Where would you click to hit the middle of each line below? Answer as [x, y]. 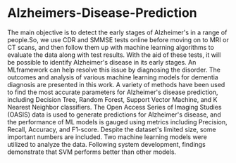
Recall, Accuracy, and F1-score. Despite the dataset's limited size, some [112, 129]
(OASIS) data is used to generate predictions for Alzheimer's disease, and [114, 115]
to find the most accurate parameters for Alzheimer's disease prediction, [113, 92]
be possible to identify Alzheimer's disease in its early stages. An [102, 62]
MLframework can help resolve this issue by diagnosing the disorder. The [114, 70]
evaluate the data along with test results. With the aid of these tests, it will [114, 55]
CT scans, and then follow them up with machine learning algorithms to [111, 47]
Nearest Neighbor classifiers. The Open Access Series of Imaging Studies [114, 107]
